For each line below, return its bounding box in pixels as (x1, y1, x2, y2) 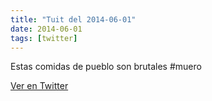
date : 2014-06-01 (10, 24, 83, 34)
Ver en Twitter (10, 80, 69, 92)
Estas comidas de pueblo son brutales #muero (10, 61, 202, 73)
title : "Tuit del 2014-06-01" (10, 14, 137, 25)
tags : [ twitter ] (10, 33, 78, 43)
